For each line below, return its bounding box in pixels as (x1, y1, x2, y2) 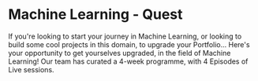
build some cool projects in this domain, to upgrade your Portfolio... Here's (8, 39, 250, 49)
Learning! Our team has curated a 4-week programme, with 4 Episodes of (8, 57, 249, 66)
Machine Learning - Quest (8, 6, 183, 24)
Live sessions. (8, 64, 54, 74)
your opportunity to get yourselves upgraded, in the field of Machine (8, 48, 231, 57)
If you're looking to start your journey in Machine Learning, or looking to (8, 31, 242, 41)
